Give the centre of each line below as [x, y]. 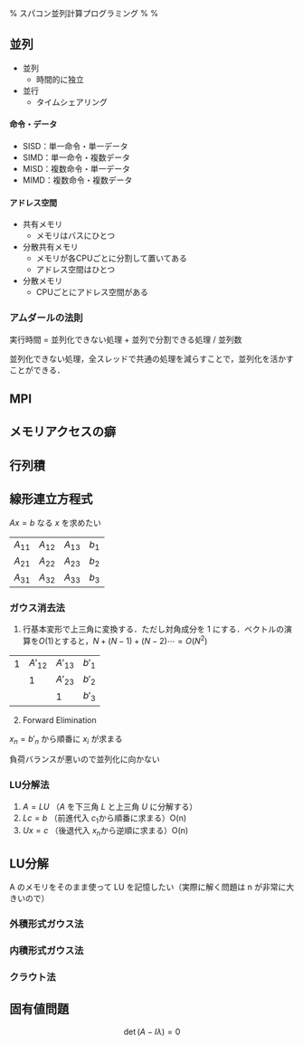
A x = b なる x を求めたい [56, 522]
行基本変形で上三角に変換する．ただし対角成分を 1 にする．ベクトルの [153, 629]
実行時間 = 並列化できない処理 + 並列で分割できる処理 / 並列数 [126, 339]
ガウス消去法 [38, 607]
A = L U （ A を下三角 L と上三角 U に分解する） [110, 806]
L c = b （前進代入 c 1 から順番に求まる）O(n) [104, 819]
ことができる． [37, 370]
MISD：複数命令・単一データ [76, 169]
